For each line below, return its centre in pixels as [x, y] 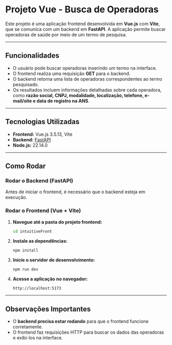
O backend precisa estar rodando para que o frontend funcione [81, 321]
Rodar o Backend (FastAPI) [39, 180]
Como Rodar [26, 166]
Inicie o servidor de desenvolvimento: [54, 260]
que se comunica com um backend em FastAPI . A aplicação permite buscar [85, 29]
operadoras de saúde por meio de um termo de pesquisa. [66, 34]
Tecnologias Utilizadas [42, 122]
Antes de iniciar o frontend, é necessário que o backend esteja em [76, 192]
